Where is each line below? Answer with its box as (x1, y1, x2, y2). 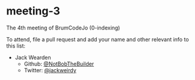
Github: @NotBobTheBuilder (23, 60, 94, 67)
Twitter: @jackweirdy (23, 66, 76, 73)
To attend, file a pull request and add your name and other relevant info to (6, 35, 190, 43)
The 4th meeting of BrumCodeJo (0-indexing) (6, 24, 120, 31)
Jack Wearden (14, 54, 51, 61)
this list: (6, 42, 26, 49)
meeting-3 (6, 4, 60, 18)
